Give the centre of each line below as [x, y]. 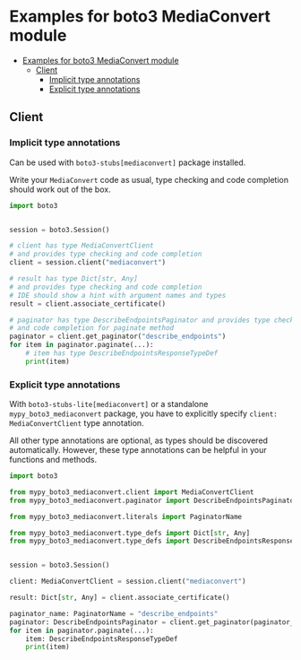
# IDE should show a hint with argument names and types [118, 295]
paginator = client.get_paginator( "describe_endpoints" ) [118, 337]
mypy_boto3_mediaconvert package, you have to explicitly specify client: [143, 413]
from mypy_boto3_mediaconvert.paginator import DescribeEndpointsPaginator [154, 500]
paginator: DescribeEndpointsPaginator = [88, 622]
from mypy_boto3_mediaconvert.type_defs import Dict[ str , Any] [130, 533]
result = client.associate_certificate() [88, 304]
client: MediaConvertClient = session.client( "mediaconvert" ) [128, 582]
